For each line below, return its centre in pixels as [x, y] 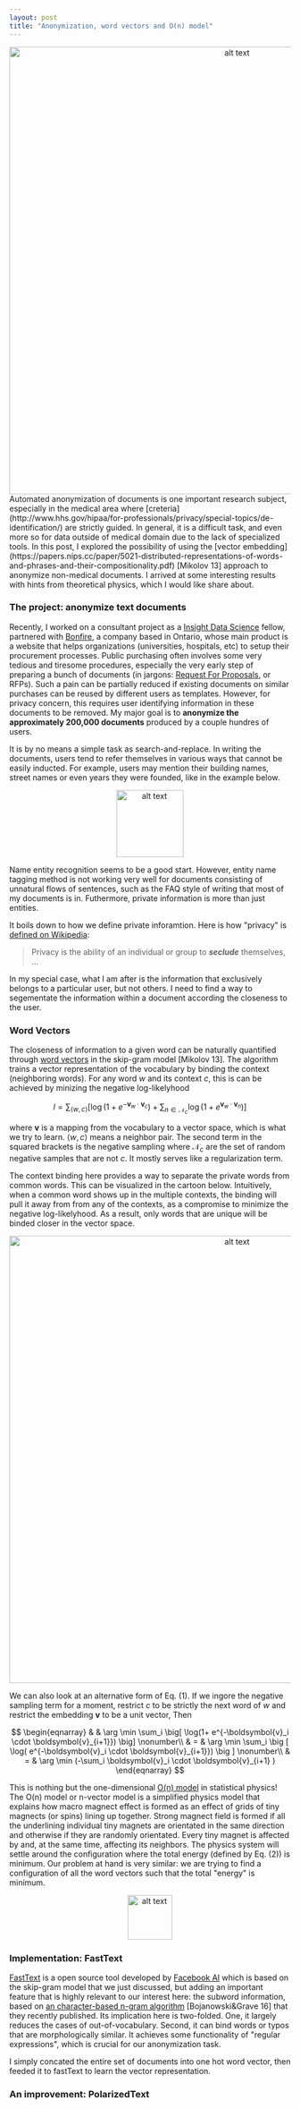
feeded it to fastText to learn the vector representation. [110, 2071]
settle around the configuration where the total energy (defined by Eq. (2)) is [150, 1854]
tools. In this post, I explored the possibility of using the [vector [125, 546]
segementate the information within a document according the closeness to [148, 998]
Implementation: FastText [66, 1958]
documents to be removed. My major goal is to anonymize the [124, 712]
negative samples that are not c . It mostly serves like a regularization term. [146, 1158]
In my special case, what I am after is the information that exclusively [136, 978]
